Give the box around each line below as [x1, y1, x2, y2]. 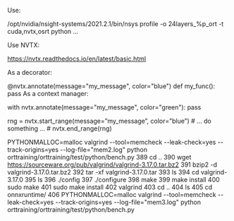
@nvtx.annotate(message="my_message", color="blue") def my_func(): [7, 82, 216, 90]
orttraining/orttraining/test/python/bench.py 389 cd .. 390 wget [7, 153, 192, 161]
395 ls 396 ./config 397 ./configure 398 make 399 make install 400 [24, 176, 220, 184]
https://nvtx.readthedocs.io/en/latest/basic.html [7, 54, 147, 63]
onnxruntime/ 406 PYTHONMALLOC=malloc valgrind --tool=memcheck [7, 191, 216, 198]
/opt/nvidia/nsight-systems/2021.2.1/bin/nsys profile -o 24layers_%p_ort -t [7, 20, 224, 28]
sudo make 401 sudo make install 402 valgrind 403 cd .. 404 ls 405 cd [7, 183, 213, 191]
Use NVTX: [7, 41, 40, 49]
